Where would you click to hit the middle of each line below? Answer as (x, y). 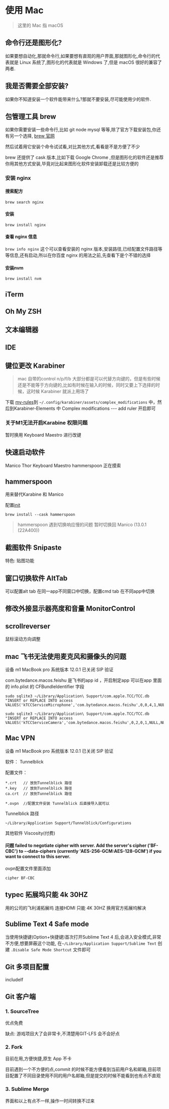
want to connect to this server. (38, 856)
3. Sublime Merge (27, 1089)
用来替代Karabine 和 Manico (34, 494)
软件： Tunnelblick (24, 761)
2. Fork (14, 1047)
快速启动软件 (25, 452)
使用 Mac (24, 10)
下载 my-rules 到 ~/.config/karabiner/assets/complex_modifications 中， (81, 402)
